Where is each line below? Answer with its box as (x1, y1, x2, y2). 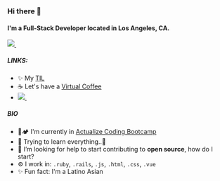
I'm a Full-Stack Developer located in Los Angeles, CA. (7, 24, 170, 32)
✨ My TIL (17, 74, 45, 83)
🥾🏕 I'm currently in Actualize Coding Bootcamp (17, 128, 157, 136)
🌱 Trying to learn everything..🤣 (17, 138, 107, 146)
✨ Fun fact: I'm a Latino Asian (17, 168, 103, 176)
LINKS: (7, 56, 28, 65)
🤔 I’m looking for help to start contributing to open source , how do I (17, 145, 213, 154)
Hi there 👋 (7, 6, 42, 16)
